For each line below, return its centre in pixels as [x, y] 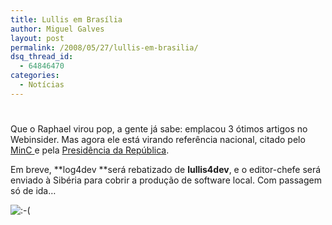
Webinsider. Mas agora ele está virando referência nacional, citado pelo [158, 139]
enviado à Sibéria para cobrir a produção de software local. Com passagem [166, 180]
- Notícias [42, 85]
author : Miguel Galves [57, 29]
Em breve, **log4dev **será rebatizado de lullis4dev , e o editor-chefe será [166, 169]
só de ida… [33, 190]
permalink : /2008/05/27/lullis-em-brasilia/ [104, 47]
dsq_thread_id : [42, 57]
